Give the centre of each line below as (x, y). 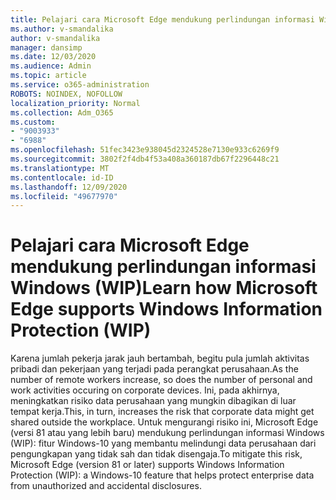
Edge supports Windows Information (166, 309)
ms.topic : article (48, 76)
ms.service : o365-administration (80, 85)
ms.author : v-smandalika (62, 29)
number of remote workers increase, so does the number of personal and (161, 380)
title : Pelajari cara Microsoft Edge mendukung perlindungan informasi (162, 19)
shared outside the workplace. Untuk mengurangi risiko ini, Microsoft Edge (164, 422)
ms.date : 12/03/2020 (53, 57)
